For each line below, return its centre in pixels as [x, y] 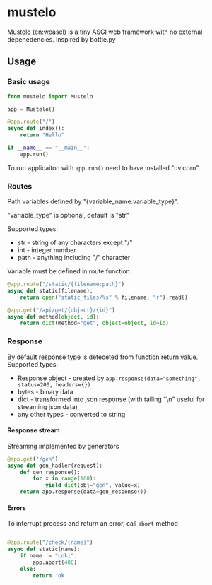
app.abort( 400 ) [55, 562]
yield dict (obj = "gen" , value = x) [93, 485]
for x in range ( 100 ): [65, 479]
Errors [17, 508]
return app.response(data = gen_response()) [83, 492]
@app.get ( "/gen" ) [33, 459]
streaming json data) [47, 406]
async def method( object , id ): [53, 317]
